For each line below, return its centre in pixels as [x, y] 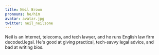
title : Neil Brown [24, 9]
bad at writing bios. [24, 47]
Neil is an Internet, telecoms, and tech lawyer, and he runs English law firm [80, 37]
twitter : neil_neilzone [29, 23]
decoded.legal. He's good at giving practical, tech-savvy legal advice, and [79, 42]
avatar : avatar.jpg [25, 18]
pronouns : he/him [23, 14]
